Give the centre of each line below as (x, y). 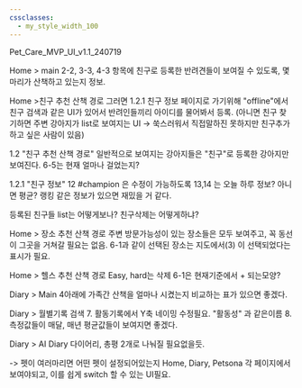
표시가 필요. (30, 256)
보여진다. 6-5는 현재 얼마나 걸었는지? (74, 165)
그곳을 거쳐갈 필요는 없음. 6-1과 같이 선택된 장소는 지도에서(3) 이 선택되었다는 (155, 245)
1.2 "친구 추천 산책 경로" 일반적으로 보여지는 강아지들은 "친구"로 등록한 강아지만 (149, 153)
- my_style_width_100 (58, 26)
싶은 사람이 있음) (55, 134)
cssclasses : (32, 18)
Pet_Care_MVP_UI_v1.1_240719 (65, 51)
